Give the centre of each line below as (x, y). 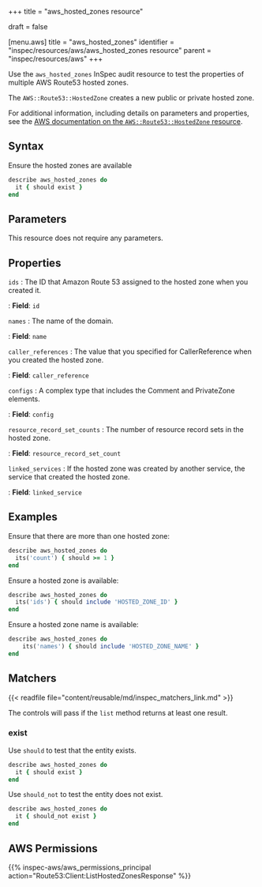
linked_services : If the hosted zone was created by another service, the (127, 468)
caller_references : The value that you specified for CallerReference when (130, 351)
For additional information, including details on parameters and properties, (129, 113)
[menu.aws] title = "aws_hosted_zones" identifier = (92, 42)
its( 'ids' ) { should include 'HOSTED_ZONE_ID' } (97, 602)
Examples (33, 517)
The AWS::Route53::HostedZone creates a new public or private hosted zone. (131, 98)
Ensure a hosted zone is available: (64, 581)
